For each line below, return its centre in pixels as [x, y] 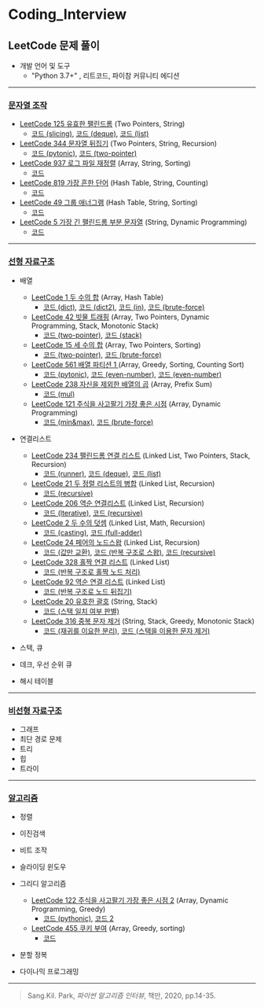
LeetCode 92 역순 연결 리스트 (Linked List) [98, 581]
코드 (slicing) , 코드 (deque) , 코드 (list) [90, 134]
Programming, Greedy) [68, 909]
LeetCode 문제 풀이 [54, 45]
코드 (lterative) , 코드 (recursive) [93, 513]
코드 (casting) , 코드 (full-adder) [93, 532]
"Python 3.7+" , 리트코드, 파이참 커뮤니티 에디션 [105, 75]
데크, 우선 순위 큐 [46, 664]
